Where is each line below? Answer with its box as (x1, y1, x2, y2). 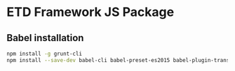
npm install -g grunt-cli (6, 50, 82, 57)
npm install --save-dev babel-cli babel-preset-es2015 (6, 56, 170, 63)
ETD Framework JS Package (6, 4, 175, 20)
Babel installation (6, 32, 84, 44)
